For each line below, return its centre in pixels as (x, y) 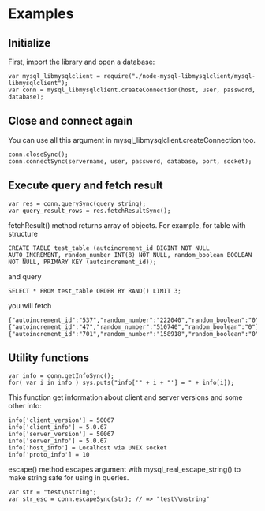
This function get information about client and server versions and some (125, 397)
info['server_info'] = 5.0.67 (58, 441)
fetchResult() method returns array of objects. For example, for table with (127, 225)
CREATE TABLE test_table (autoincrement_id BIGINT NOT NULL (109, 248)
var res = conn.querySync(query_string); (77, 203)
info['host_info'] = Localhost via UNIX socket (88, 448)
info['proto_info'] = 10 (49, 455)
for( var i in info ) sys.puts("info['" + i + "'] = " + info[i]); (121, 383)
